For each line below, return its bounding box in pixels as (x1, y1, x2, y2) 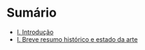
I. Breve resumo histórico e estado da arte (16, 35, 138, 43)
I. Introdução (16, 28, 54, 36)
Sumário (6, 5, 57, 21)
